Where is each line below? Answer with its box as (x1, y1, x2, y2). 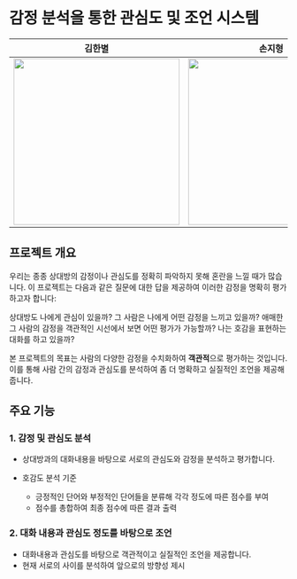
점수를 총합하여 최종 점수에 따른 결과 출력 (34, 503, 178, 513)
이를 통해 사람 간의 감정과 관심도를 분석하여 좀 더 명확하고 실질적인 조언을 (9, 364, 262, 374)
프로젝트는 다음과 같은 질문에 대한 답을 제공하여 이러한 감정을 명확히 (36, 281, 271, 293)
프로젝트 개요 (9, 246, 77, 261)
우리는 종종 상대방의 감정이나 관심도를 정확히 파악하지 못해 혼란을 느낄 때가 (9, 270, 267, 281)
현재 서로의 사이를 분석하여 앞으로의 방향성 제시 (21, 559, 186, 570)
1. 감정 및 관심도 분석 (9, 432, 91, 444)
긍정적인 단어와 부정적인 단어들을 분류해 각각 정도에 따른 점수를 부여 (34, 491, 270, 502)
